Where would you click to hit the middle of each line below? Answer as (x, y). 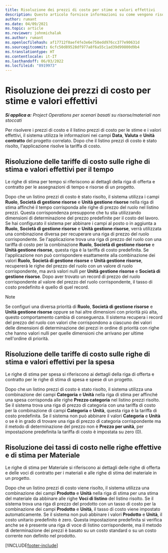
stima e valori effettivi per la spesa (60, 362)
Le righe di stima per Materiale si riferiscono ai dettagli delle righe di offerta (83, 467)
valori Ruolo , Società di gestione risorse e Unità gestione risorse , (74, 260)
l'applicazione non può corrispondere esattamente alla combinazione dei (80, 255)
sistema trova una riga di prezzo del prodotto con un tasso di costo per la (80, 503)
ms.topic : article (24, 29)
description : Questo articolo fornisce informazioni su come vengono (79, 15)
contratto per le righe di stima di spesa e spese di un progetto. (69, 379)
